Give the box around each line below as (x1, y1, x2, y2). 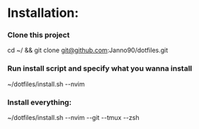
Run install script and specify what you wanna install (7, 63, 193, 73)
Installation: (7, 5, 79, 21)
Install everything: (7, 97, 72, 107)
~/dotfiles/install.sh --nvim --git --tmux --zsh (7, 113, 140, 122)
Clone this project (7, 30, 70, 40)
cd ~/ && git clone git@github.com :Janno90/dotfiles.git (7, 46, 169, 54)
